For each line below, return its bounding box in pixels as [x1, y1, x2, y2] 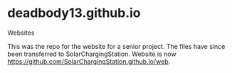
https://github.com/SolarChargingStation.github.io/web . [7, 57, 171, 65]
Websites [7, 28, 35, 37]
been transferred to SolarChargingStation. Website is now [7, 50, 176, 58]
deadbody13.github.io [7, 5, 141, 21]
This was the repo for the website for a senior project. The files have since [7, 42, 226, 50]
